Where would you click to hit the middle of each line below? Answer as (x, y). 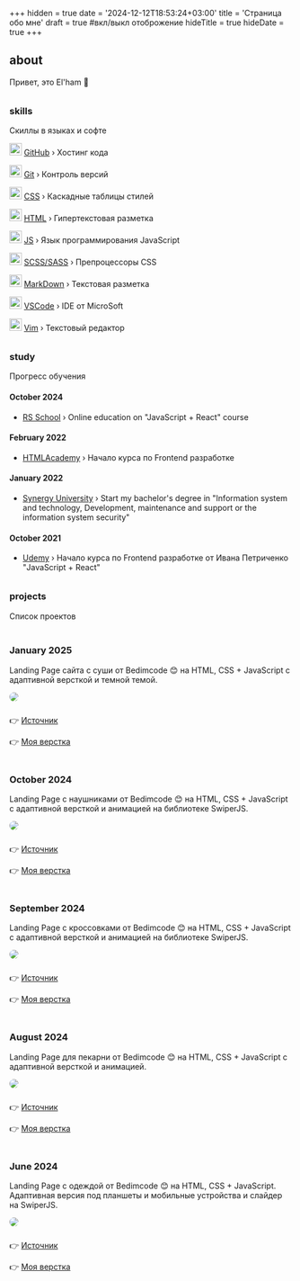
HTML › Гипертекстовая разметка (89, 219)
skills (21, 111)
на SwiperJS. (34, 1205)
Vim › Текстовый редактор (75, 328)
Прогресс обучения (48, 376)
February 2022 (38, 438)
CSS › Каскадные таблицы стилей (89, 196)
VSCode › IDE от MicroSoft (74, 306)
